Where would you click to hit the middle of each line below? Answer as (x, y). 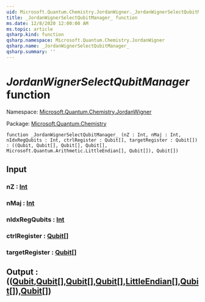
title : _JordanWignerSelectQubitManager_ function (72, 18)
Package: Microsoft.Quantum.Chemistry (56, 123)
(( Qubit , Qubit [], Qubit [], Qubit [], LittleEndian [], (93, 282)
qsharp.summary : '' (31, 52)
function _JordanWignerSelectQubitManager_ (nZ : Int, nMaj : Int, (94, 135)
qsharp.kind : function (35, 35)
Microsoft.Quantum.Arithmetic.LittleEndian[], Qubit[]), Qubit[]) (92, 151)
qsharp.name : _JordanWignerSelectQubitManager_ (68, 46)
